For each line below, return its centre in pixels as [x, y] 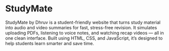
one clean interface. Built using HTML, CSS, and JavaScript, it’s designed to [84, 38]
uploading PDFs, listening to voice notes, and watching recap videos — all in [84, 33]
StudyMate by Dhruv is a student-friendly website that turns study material [83, 22]
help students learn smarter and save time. [50, 43]
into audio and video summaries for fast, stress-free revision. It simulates [81, 27]
